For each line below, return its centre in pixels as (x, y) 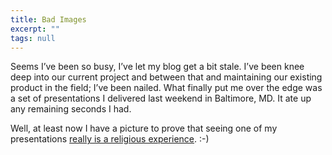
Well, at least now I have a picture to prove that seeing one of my (144, 128)
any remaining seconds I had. (71, 109)
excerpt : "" (35, 29)
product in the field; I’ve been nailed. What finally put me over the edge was (166, 88)
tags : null (33, 38)
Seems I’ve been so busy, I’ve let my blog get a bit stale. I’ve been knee (157, 67)
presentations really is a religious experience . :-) (110, 139)
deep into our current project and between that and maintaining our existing (166, 77)
